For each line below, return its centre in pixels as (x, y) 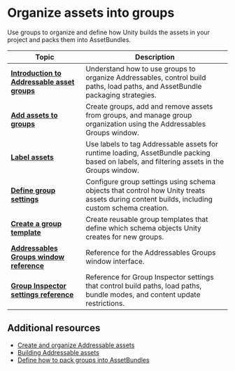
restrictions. (105, 303)
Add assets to (34, 115)
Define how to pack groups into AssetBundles (83, 360)
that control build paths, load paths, (144, 286)
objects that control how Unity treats (145, 190)
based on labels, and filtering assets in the (155, 161)
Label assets (33, 157)
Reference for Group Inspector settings (150, 276)
